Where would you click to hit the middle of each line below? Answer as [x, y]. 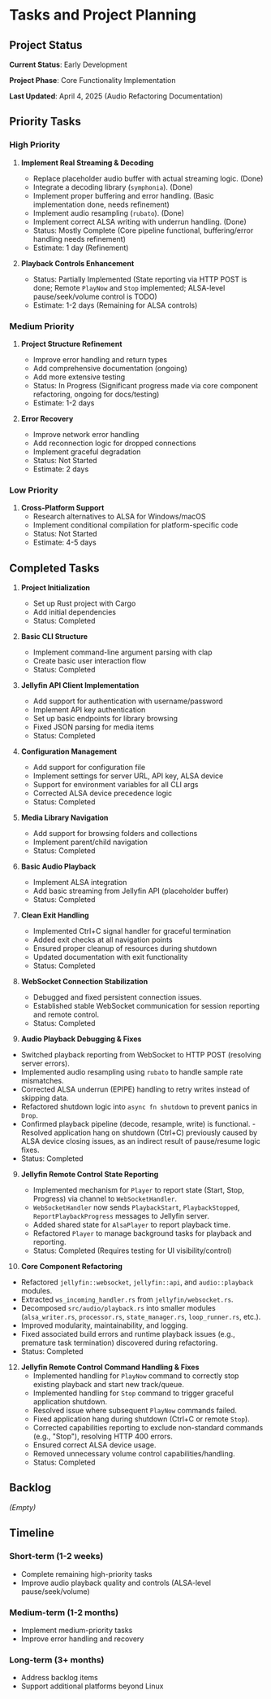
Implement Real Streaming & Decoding [87, 162]
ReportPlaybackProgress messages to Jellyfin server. [121, 1216]
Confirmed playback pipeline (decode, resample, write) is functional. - [138, 1124]
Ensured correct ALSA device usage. [95, 1445]
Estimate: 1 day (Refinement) [81, 247]
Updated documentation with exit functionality [110, 957]
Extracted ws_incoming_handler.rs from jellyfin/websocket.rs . [127, 1299]
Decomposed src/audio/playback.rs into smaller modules [118, 1308]
